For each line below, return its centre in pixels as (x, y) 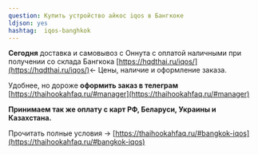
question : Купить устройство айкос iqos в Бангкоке (96, 16)
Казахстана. (30, 118)
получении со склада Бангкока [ (64, 61)
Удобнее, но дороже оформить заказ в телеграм (93, 85)
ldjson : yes (28, 23)
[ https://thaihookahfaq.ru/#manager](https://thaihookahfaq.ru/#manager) (129, 94)
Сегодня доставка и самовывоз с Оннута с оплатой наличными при (125, 53)
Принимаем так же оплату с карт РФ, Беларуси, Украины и (113, 109)
